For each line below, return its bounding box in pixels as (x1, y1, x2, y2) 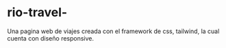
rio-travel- (7, 5, 68, 20)
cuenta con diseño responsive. (7, 34, 95, 42)
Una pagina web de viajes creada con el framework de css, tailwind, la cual (7, 27, 220, 35)
